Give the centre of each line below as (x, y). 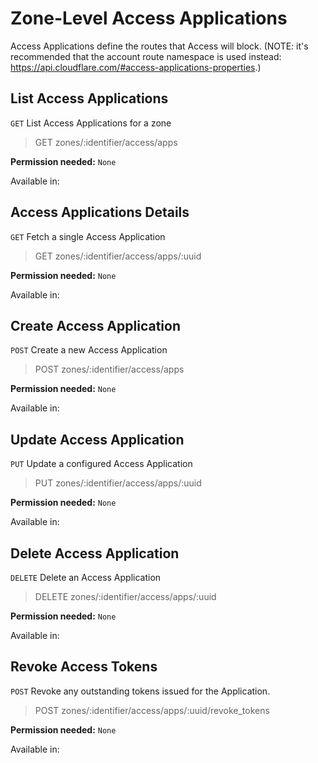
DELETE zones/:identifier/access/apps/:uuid (125, 596)
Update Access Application (97, 439)
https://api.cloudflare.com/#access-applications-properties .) (136, 67)
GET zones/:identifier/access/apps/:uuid (118, 256)
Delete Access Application (95, 553)
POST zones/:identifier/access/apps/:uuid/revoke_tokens (152, 710)
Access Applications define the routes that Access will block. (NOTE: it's (159, 46)
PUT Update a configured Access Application (101, 464)
